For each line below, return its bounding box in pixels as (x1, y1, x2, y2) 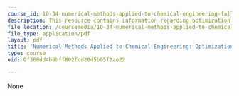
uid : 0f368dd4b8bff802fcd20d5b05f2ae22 (7, 56, 126, 64)
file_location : (7, 23, 53, 30)
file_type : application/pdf (7, 30, 91, 37)
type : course (7, 50, 46, 57)
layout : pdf (7, 37, 43, 44)
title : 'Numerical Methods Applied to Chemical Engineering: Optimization (7, 43, 234, 50)
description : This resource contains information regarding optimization (7, 17, 231, 24)
